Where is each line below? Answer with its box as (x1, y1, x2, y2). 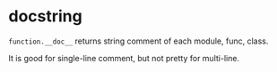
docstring (8, 6, 82, 27)
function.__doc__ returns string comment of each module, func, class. (8, 36, 269, 46)
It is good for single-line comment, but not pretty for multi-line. (8, 52, 239, 63)
